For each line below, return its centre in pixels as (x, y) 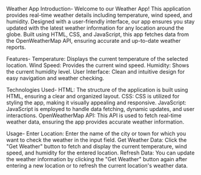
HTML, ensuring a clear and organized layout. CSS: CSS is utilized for (93, 96)
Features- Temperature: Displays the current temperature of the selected (97, 59)
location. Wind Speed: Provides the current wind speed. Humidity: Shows (98, 65)
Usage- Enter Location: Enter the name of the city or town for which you (96, 133)
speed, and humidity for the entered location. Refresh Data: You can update (100, 153)
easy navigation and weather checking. (55, 78)
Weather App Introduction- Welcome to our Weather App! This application (98, 9)
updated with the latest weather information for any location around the (95, 28)
